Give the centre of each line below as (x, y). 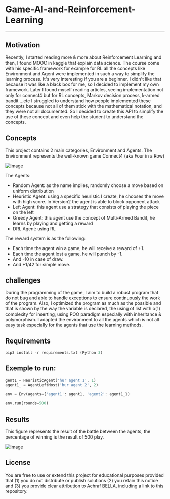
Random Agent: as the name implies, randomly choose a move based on (88, 185)
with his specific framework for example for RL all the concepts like (75, 68)
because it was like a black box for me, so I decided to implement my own (82, 84)
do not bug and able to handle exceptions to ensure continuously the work (83, 298)
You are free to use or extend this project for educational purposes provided (85, 475)
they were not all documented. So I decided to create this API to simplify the (84, 111)
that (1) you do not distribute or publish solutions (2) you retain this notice (82, 480)
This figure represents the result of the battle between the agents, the (78, 432)
